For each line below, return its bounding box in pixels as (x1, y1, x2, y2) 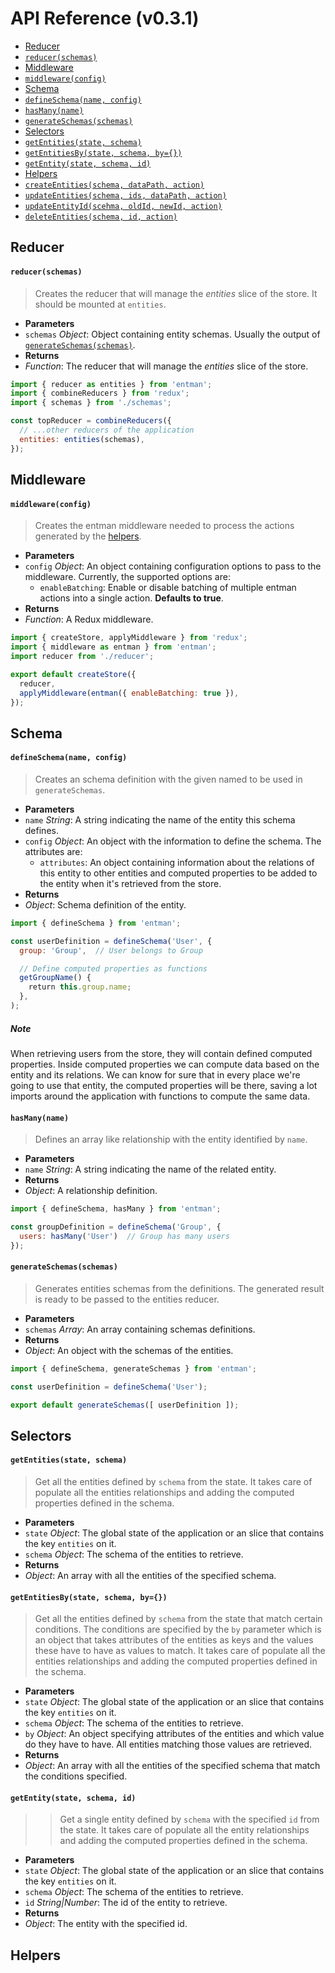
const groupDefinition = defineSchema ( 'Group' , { (10, 1222, 222, 1232)
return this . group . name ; (28, 982, 132, 992)
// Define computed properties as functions (19, 963, 208, 974)
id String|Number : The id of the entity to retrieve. (24, 1897, 228, 1909)
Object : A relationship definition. (24, 1185, 158, 1197)
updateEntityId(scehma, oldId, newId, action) (24, 201, 223, 211)
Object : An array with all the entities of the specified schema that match (24, 1760, 321, 1772)
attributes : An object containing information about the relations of (39, 856, 315, 868)
